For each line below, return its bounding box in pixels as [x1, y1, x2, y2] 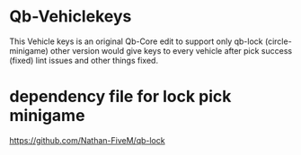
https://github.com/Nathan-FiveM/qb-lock [9, 134, 165, 145]
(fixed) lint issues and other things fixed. [9, 55, 159, 65]
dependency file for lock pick [9, 87, 232, 107]
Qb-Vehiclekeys [9, 6, 132, 27]
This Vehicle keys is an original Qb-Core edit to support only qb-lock [9, 36, 263, 47]
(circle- [264, 36, 292, 47]
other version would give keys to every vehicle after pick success [50, 45, 293, 56]
